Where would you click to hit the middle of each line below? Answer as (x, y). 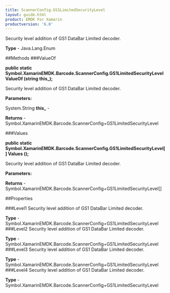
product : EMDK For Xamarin (34, 19)
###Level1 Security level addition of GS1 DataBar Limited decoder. (74, 208)
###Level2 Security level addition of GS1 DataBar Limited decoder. (75, 229)
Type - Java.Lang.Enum (30, 48)
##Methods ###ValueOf (30, 58)
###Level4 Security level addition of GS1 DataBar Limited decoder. (75, 270)
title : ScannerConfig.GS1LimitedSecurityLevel (55, 10)
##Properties (19, 199)
